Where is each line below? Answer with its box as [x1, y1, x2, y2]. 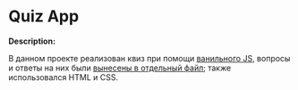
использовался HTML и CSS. [8, 71, 118, 82]
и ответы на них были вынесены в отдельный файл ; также [8, 62, 232, 73]
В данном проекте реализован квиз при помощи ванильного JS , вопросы [8, 53, 291, 63]
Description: [8, 36, 55, 46]
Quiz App [8, 6, 80, 27]
